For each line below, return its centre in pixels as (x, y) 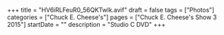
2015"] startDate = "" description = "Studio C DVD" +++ (86, 24)
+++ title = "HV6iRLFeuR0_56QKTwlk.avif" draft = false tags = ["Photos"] (111, 10)
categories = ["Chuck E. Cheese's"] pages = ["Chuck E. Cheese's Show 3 (112, 17)
